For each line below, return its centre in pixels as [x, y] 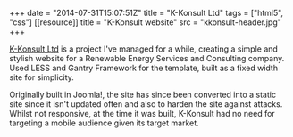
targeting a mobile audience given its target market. [104, 123]
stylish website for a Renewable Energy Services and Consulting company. [147, 58]
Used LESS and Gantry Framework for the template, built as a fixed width [144, 68]
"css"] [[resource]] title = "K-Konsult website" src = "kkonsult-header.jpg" [145, 22]
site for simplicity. [42, 77]
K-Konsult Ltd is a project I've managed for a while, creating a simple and [144, 49]
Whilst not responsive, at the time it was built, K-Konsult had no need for [142, 113]
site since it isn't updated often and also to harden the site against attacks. [146, 104]
